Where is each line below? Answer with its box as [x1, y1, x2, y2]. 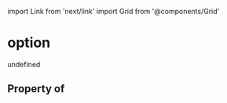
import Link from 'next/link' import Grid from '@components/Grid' [7, 7, 220, 16]
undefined [7, 59, 41, 69]
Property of [7, 82, 65, 96]
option [7, 34, 51, 51]
